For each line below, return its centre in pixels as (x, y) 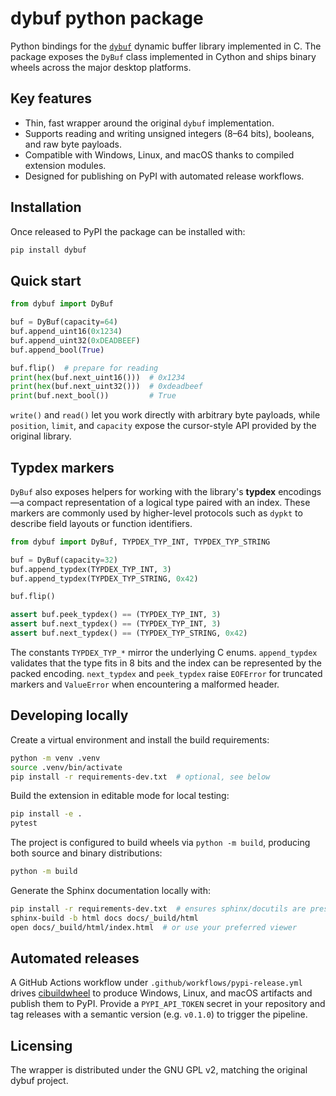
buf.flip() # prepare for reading (84, 368)
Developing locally (69, 715)
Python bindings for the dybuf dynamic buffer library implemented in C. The (166, 46)
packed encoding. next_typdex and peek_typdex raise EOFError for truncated (166, 673)
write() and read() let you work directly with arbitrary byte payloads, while (165, 415)
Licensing (41, 1045)
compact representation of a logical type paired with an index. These (168, 502)
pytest (24, 823)
